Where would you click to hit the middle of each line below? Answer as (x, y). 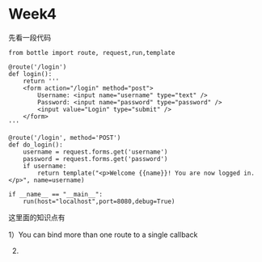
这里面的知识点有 (37, 217)
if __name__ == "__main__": (56, 194)
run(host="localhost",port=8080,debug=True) (99, 201)
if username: (45, 166)
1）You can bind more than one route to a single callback (103, 235)
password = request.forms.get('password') (95, 158)
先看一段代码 (30, 37)
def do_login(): (36, 145)
